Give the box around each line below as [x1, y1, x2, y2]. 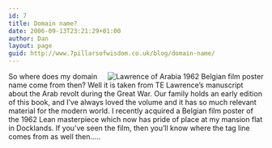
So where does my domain [8, 72, 98, 81]
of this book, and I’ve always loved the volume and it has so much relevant [8, 98, 257, 107]
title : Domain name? [8, 19, 79, 27]
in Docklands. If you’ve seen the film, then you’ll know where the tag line [8, 123, 250, 133]
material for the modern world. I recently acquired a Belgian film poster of [8, 106, 253, 116]
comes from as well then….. [8, 132, 101, 142]
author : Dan [8, 34, 49, 43]
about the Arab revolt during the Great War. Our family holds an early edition [8, 89, 263, 98]
